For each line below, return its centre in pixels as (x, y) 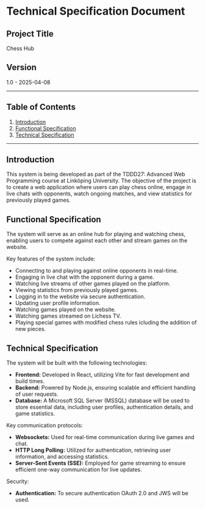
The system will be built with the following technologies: (77, 363)
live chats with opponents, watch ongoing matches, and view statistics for (99, 194)
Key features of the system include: (51, 259)
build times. (30, 381)
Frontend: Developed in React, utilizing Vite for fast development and (102, 375)
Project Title (30, 34)
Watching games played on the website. (65, 310)
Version (21, 67)
